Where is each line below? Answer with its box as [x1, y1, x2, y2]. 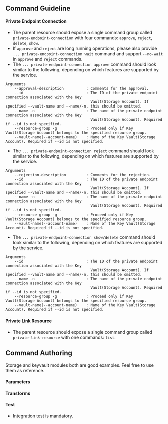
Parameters [5, 379, 30, 385]
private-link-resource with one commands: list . [12, 334, 116, 340]
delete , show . [12, 40, 39, 46]
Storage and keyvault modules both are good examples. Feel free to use [5, 362, 154, 368]
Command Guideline [5, 4, 71, 13]
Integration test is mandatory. [12, 413, 74, 419]
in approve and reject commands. [12, 56, 83, 62]
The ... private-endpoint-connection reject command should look [12, 148, 154, 154]
